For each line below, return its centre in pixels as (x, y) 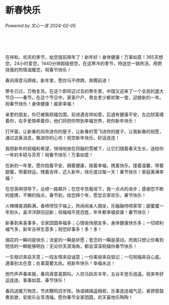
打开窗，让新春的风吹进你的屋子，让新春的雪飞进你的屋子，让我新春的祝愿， (84, 132)
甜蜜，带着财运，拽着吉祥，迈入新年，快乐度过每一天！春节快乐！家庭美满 (82, 172)
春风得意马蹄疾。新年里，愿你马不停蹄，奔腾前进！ (58, 81)
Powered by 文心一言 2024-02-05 (41, 25)
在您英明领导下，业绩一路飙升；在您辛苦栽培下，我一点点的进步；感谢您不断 (84, 189)
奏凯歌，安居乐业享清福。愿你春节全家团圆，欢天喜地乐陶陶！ (69, 297)
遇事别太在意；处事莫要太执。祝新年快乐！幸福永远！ (60, 263)
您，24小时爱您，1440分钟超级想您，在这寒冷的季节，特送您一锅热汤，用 (81, 64)
